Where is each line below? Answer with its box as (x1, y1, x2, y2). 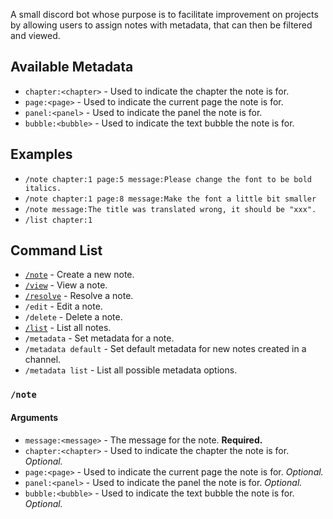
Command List (10, 242, 103, 259)
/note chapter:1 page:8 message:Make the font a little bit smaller (24, 194, 317, 204)
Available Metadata (10, 59, 134, 76)
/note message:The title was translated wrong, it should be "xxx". (24, 204, 317, 214)
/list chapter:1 (24, 215, 93, 225)
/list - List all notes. (24, 322, 112, 334)
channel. (24, 354, 62, 366)
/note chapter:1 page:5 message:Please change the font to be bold (24, 174, 312, 184)
